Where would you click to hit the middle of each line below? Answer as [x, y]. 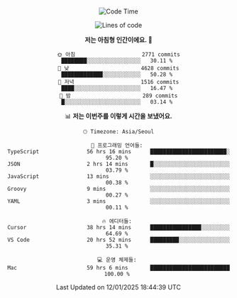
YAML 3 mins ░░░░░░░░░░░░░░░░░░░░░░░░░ [118, 202]
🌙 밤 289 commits [118, 96]
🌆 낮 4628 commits [118, 68]
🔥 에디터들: [117, 221]
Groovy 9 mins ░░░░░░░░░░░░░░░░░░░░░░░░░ [118, 189]
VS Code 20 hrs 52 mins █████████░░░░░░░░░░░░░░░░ [118, 240]
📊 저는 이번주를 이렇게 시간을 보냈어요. [118, 116]
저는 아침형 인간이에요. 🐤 [118, 40]
